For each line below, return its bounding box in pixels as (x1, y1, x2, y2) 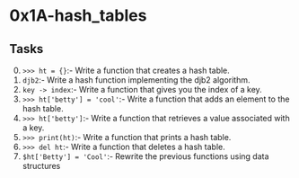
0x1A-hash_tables (9, 5, 147, 26)
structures (22, 161, 61, 171)
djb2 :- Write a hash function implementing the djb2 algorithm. (22, 75, 251, 85)
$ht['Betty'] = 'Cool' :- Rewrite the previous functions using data (22, 151, 269, 162)
